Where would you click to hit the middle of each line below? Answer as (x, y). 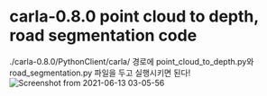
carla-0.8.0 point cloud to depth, (134, 17)
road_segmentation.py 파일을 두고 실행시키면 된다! (100, 73)
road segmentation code (103, 35)
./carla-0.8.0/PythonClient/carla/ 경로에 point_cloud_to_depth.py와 (132, 61)
